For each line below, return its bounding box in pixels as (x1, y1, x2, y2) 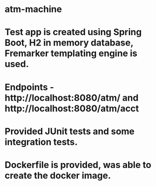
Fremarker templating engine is (4, 48, 137, 59)
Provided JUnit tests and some (4, 125, 135, 137)
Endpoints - (4, 81, 54, 93)
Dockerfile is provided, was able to (4, 159, 151, 170)
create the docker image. (4, 169, 111, 181)
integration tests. (4, 136, 78, 147)
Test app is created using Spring (4, 27, 142, 38)
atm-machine (4, 4, 62, 15)
